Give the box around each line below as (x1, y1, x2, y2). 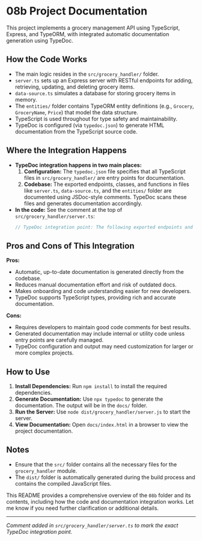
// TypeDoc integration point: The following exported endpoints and (14, 224, 194, 230)
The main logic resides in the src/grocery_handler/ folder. (14, 70, 159, 78)
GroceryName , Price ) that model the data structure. (14, 108, 138, 116)
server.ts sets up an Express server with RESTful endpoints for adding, (14, 76, 193, 84)
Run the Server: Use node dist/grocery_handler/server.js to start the (14, 408, 191, 416)
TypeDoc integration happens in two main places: (14, 161, 142, 168)
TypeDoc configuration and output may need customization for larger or (14, 343, 194, 350)
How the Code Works (6, 54, 87, 64)
